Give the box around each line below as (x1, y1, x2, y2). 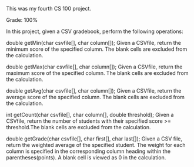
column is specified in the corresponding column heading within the (6, 148, 171, 155)
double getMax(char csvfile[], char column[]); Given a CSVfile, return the (6, 63, 183, 70)
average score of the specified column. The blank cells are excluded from (6, 94, 185, 100)
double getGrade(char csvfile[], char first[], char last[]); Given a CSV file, (6, 135, 182, 142)
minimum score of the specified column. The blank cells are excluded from (6, 45, 188, 53)
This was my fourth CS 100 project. (6, 5, 91, 12)
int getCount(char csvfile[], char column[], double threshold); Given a (6, 112, 174, 118)
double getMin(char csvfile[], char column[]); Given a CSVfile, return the (6, 40, 181, 46)
